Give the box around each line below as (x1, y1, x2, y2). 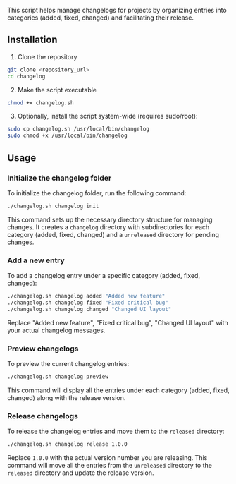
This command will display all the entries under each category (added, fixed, (7, 386, 230, 394)
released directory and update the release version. (7, 468, 154, 477)
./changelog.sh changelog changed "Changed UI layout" (7, 305, 172, 313)
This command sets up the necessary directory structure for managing (7, 215, 213, 224)
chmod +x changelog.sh (7, 99, 74, 107)
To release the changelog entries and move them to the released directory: (7, 427, 225, 436)
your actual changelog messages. (7, 326, 106, 334)
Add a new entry (7, 255, 65, 265)
